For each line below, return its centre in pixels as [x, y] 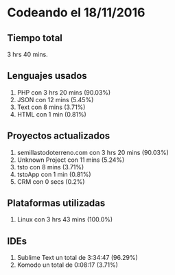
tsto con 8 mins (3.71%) [50, 167]
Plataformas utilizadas [56, 203]
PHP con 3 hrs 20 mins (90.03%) [64, 92]
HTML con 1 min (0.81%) [52, 114]
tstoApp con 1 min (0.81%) [54, 174]
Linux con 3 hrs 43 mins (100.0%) [65, 219]
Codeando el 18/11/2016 [76, 13]
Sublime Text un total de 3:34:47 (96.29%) [78, 258]
